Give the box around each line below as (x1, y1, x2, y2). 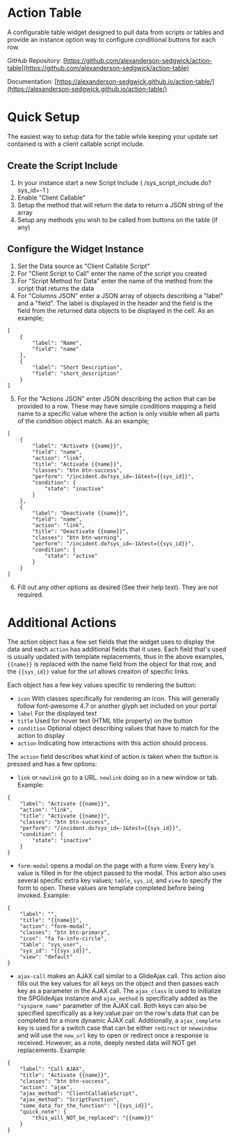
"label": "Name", (32, 339, 82, 346)
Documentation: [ (7, 77, 57, 85)
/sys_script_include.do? (143, 178, 212, 186)
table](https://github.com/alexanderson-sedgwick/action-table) (7, 64, 189, 72)
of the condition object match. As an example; (17, 417, 150, 425)
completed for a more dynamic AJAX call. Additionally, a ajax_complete (17, 1016, 221, 1025)
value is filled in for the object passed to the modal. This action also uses (17, 869, 226, 878)
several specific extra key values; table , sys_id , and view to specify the (17, 876, 223, 884)
